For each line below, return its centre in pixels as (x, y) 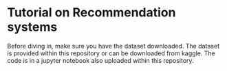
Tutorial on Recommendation (91, 13)
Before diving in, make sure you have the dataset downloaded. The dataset (113, 46)
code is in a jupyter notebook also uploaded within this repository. (100, 60)
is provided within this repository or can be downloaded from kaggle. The (111, 53)
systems (32, 27)
